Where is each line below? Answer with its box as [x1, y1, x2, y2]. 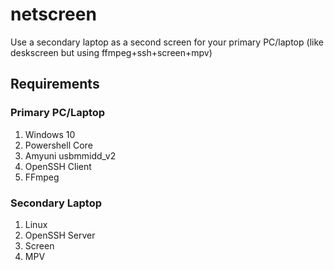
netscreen [10, 3, 97, 26]
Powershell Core [24, 139, 93, 151]
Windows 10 [24, 128, 76, 140]
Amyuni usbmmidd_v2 [24, 149, 117, 162]
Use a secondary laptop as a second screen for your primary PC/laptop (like [10, 36, 324, 48]
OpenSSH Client [24, 160, 92, 172]
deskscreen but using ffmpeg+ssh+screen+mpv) [10, 46, 213, 58]
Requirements [10, 76, 100, 93]
